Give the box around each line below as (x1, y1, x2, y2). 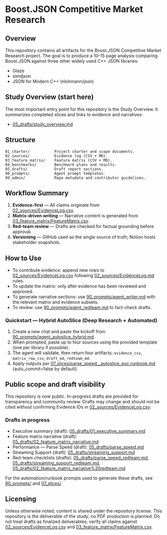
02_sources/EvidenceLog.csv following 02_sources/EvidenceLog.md (12, 273, 155, 279)
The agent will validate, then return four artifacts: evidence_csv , (12, 350, 143, 356)
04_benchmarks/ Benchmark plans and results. (5, 162, 117, 167)
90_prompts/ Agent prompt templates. (5, 171, 106, 176)
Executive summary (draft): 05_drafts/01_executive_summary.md (12, 428, 146, 434)
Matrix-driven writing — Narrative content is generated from (12, 213, 139, 219)
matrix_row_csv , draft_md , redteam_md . (12, 355, 91, 361)
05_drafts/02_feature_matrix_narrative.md (12, 438, 99, 444)
